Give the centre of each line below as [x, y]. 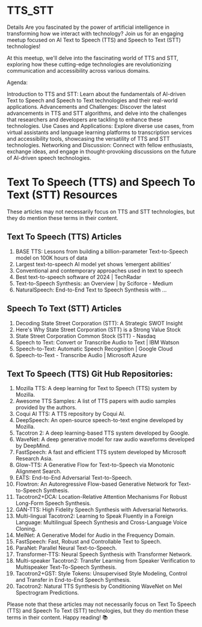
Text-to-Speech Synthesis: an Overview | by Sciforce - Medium [94, 283]
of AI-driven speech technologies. [49, 158]
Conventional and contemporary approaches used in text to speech [99, 271]
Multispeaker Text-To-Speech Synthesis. [66, 567]
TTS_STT [30, 11]
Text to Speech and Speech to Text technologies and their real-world [92, 100]
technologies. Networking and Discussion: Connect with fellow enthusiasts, [100, 145]
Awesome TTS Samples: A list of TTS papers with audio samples [96, 401]
